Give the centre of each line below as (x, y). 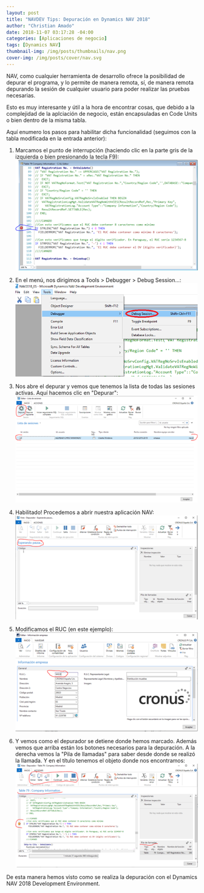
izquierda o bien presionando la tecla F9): (67, 157)
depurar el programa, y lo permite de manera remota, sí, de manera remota (100, 82)
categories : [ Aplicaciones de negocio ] (57, 39)
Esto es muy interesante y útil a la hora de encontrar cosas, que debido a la (100, 107)
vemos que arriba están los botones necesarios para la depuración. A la (105, 748)
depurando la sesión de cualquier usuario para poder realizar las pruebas (98, 89)
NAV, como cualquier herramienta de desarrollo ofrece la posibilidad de (96, 76)
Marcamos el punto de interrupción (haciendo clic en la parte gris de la (104, 150)
